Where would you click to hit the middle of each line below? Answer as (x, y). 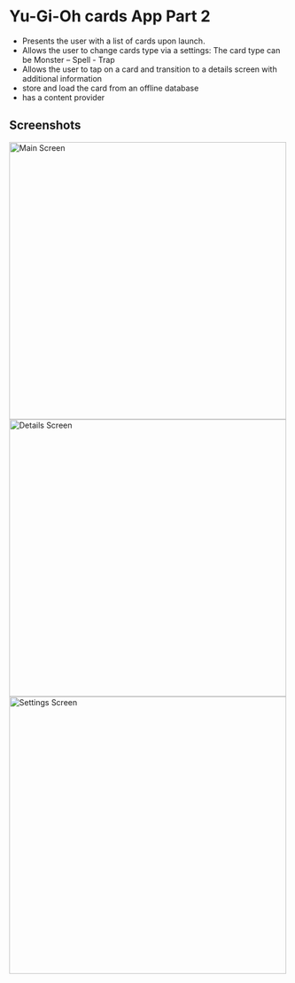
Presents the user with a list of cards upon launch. (113, 41)
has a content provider (63, 97)
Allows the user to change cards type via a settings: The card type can (151, 50)
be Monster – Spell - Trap (68, 59)
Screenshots (45, 126)
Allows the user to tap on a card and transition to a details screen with (149, 69)
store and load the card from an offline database (110, 88)
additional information (62, 78)
